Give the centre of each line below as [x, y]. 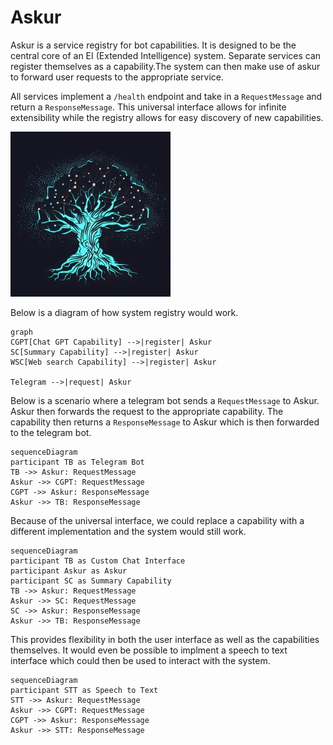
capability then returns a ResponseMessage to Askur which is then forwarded [165, 422]
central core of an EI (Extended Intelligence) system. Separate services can [166, 55]
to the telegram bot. [51, 432]
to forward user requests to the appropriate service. [117, 77]
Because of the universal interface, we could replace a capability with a [157, 520]
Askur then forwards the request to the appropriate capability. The [147, 411]
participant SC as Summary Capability [91, 581]
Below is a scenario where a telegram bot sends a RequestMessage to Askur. [165, 400]
